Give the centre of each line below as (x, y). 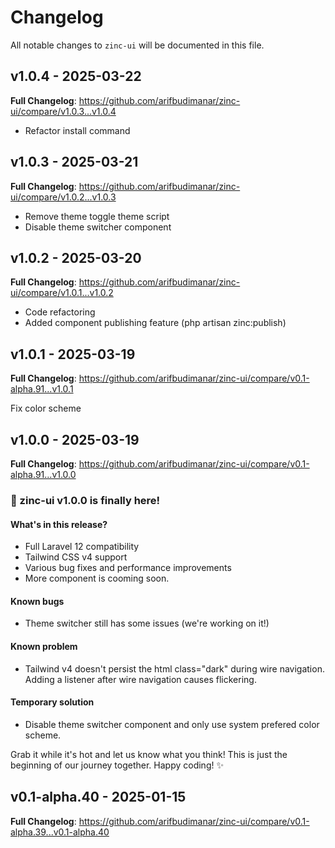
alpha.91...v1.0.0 (43, 474)
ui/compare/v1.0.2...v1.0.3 (63, 197)
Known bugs (37, 601)
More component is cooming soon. (97, 578)
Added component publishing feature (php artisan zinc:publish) (155, 323)
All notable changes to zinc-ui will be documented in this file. (137, 45)
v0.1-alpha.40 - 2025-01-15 (98, 797)
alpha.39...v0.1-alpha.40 (60, 832)
